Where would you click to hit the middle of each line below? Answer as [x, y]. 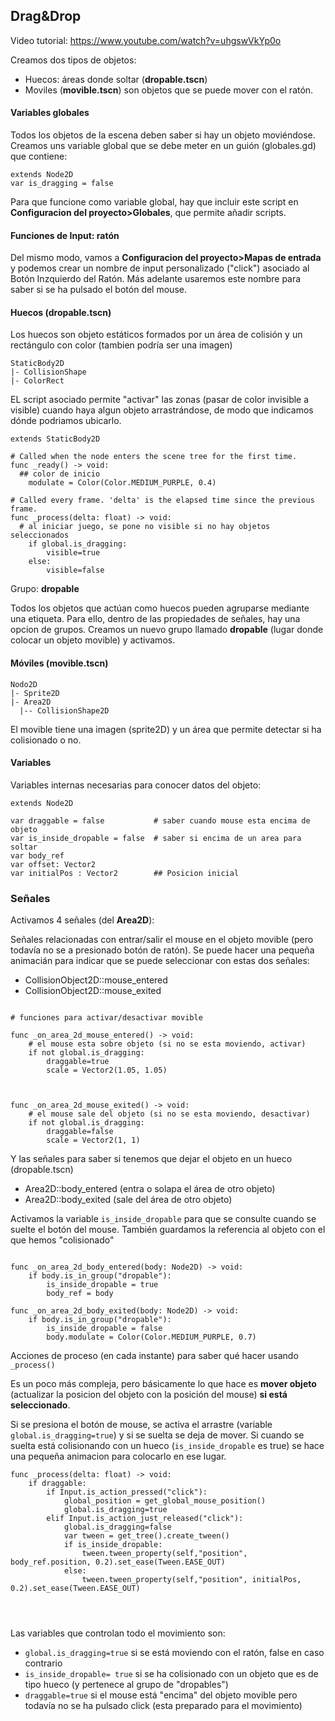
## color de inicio [60, 474]
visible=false [75, 570]
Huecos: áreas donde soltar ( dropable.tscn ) [116, 79]
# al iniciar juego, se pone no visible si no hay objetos [145, 527]
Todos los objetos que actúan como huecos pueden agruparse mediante [160, 608]
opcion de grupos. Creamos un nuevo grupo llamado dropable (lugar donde [167, 630]
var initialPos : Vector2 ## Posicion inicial [125, 873]
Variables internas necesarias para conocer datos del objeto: [136, 785]
